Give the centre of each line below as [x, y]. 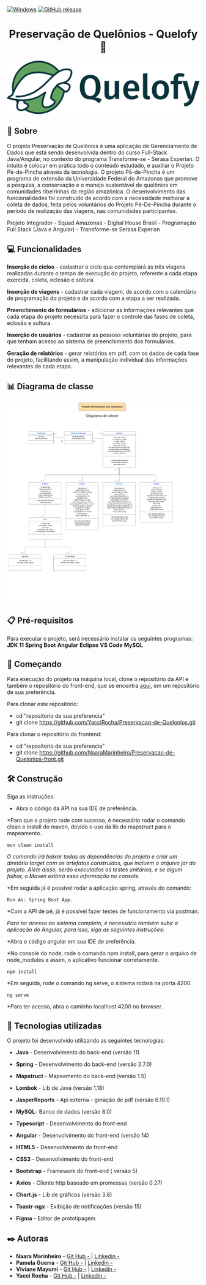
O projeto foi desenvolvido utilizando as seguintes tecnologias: [86, 1041]
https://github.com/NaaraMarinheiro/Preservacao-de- [107, 752]
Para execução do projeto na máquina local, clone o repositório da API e [98, 679]
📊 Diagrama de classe [50, 386]
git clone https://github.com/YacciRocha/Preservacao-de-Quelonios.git [106, 722]
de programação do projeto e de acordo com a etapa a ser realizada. [94, 298]
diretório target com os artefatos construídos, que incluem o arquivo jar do [101, 863]
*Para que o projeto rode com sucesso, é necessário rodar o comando [96, 821]
